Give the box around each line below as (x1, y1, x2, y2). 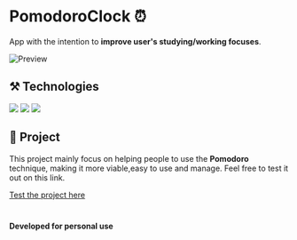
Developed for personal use (9, 220, 113, 231)
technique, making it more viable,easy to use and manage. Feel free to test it (9, 163, 289, 173)
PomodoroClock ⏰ (9, 6, 147, 27)
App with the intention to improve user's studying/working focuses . (9, 36, 262, 46)
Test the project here (9, 189, 86, 200)
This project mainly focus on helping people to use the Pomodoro (9, 153, 250, 164)
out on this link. (9, 172, 66, 183)
